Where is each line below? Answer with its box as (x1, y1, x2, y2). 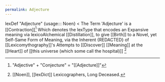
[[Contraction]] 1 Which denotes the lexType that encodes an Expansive (5, 25, 149, 32)
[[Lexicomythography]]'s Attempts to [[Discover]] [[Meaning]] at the (5, 42, 143, 48)
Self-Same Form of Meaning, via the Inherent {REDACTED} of (5, 37, 129, 43)
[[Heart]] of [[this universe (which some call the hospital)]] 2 (5, 47, 127, 54)
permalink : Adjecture (5, 7, 50, 12)
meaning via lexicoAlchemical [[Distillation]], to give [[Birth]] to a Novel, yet (5, 32, 157, 38)
